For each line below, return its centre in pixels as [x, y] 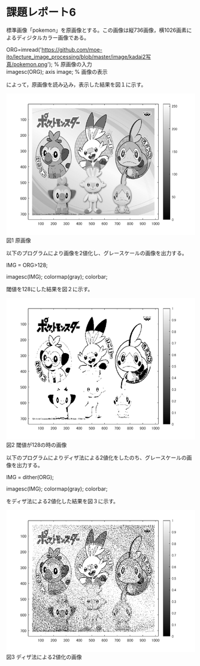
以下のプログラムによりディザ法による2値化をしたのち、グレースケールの [96, 458]
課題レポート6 [41, 12]
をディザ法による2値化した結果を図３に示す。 [62, 501]
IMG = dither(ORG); [30, 477]
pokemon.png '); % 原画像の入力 [53, 64]
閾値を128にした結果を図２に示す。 [50, 289]
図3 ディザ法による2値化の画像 [44, 657]
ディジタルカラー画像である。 [53, 37]
